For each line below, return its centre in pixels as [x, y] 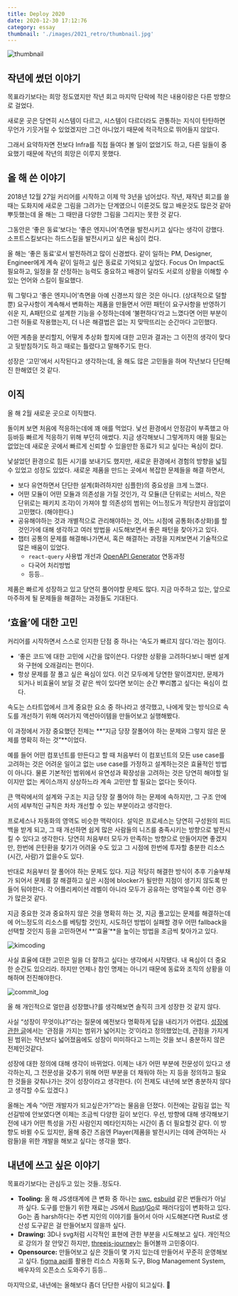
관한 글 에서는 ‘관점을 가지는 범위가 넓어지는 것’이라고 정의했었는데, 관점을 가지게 [118, 1030]
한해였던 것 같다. [37, 370]
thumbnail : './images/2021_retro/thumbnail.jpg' [81, 34]
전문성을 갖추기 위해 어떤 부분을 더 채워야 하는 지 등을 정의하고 [128, 1072]
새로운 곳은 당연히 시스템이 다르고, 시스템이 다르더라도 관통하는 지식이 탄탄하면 [117, 121]
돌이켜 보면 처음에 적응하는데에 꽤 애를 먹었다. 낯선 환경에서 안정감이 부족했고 [114, 428]
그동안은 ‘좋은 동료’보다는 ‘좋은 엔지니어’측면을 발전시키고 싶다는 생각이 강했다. [116, 229]
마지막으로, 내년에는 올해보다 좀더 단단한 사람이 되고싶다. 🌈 [89, 1285]
